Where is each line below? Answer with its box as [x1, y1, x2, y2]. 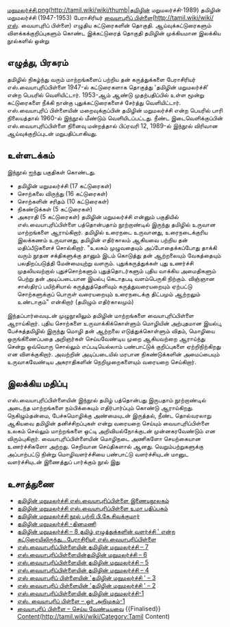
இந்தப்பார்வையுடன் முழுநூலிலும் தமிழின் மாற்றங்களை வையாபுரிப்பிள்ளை [7, 311, 194, 319]
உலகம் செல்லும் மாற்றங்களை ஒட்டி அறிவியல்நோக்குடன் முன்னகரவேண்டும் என [7, 427, 216, 435]
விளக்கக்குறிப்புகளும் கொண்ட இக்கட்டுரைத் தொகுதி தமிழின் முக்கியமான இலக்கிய [7, 29, 221, 37]
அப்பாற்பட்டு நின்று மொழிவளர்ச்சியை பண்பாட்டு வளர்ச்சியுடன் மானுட [7, 450, 189, 459]
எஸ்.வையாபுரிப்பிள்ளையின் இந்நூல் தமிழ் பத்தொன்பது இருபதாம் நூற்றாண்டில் [7, 396, 207, 404]
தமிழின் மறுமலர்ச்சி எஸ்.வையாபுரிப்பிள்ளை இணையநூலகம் [16, 497, 169, 505]
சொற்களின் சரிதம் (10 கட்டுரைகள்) [16, 197, 110, 205]
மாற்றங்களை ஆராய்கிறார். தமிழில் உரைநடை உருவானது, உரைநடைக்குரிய [16, 228, 208, 236]
